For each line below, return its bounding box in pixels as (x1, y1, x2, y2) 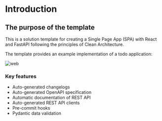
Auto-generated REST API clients (12, 100, 80, 106)
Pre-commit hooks (12, 105, 50, 111)
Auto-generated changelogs (12, 84, 70, 90)
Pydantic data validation (12, 110, 62, 117)
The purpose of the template (5, 23, 95, 32)
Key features (5, 73, 37, 80)
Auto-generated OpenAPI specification (12, 89, 92, 95)
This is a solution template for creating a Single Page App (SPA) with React (5, 36, 157, 42)
